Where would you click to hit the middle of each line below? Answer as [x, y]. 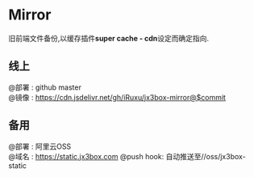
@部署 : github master [45, 87]
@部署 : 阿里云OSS [40, 146]
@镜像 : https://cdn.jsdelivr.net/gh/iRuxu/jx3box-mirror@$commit [117, 97]
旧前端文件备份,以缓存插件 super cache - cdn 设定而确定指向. [109, 38]
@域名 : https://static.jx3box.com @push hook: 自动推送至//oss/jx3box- [127, 156]
